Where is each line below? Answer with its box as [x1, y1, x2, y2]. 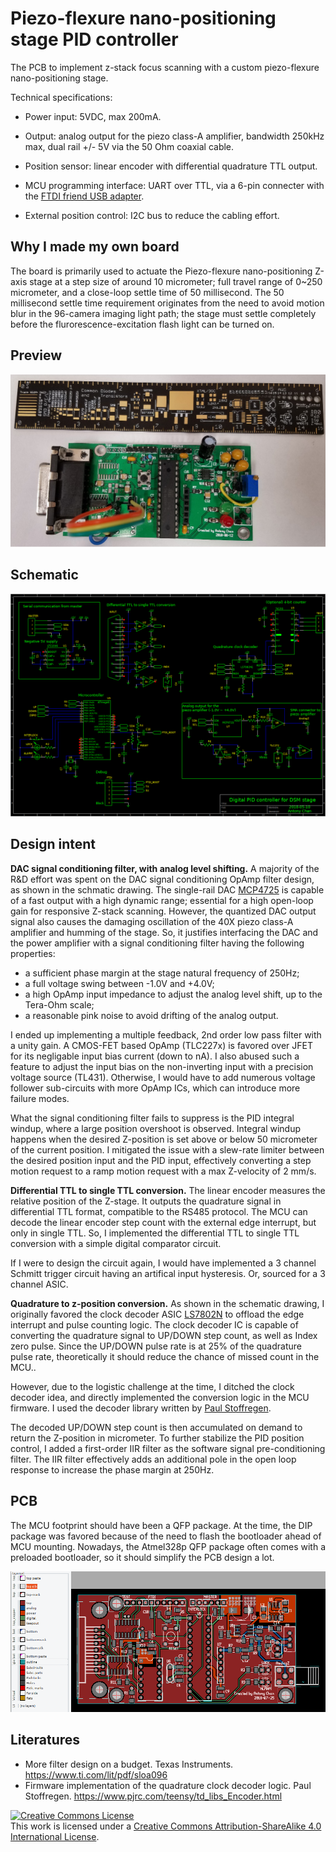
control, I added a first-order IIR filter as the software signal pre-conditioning [10, 1442, 326, 1454]
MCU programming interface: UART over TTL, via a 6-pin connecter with [24, 179, 325, 191]
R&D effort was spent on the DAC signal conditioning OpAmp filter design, [10, 873, 315, 885]
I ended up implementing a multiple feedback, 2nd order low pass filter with [10, 1028, 322, 1041]
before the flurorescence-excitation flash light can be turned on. [10, 318, 275, 330]
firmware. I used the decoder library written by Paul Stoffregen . [10, 1402, 272, 1414]
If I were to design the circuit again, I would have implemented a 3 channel [10, 1257, 317, 1269]
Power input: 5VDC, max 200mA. [24, 110, 162, 122]
